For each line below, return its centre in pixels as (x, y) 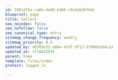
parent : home (19, 56)
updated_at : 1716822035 (30, 51)
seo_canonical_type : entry (33, 33)
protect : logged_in (26, 65)
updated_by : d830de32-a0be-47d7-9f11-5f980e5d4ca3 (59, 47)
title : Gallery (21, 19)
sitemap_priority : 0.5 (29, 42)
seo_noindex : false (26, 24)
